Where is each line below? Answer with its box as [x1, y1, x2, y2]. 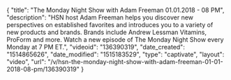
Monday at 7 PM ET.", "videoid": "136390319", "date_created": [6, 43, 186, 51]
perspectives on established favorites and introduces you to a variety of [6, 21, 214, 29]
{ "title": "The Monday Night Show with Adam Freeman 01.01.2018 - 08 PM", [6, 6, 225, 14]
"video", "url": [6, 58, 47, 65]
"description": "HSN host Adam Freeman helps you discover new [6, 13, 193, 22]
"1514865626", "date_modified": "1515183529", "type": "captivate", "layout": [6, 50, 225, 58]
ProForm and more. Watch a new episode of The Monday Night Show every [6, 35, 224, 44]
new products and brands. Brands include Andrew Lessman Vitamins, [6, 28, 207, 36]
